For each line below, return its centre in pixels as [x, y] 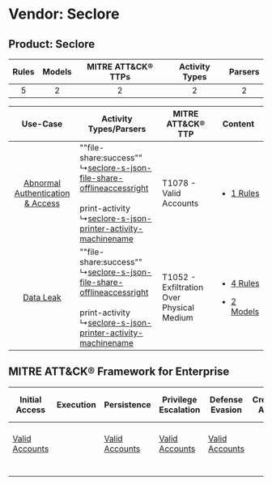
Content [238, 124]
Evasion [226, 410]
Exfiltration [183, 287]
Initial [31, 399]
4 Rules [245, 283]
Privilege [179, 399]
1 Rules [245, 193]
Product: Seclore [52, 44]
